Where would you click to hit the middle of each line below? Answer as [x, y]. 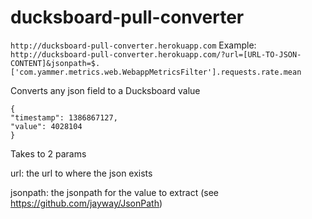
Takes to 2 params [48, 153]
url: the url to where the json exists [81, 173]
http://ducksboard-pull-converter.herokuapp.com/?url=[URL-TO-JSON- [156, 54]
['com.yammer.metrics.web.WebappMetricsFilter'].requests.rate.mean [156, 72]
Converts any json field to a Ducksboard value [105, 90]
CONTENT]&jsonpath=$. [55, 63]
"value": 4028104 [46, 126]
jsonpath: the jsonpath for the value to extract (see [114, 192]
